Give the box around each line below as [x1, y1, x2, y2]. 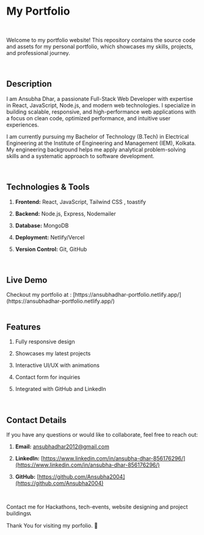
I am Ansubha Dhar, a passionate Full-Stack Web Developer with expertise [6, 95, 194, 102]
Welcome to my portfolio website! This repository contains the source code [6, 36, 195, 43]
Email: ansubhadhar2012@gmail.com [15, 443, 110, 450]
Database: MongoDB [15, 222, 69, 229]
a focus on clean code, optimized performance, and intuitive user [6, 114, 171, 122]
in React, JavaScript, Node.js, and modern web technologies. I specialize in [6, 101, 196, 109]
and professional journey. [6, 49, 70, 56]
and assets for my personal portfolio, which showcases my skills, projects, [6, 43, 194, 50]
